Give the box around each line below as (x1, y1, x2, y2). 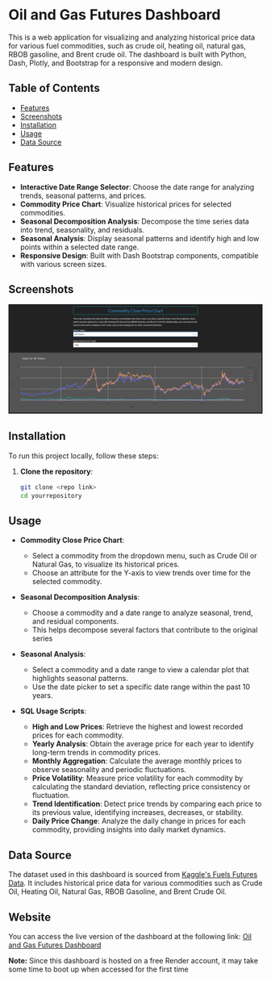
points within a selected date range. (19, 242, 140, 252)
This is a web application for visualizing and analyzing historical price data (8, 32, 256, 42)
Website (8, 910, 51, 924)
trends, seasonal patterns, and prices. (19, 190, 147, 200)
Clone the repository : (19, 466, 94, 476)
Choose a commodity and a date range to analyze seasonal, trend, (31, 608, 253, 618)
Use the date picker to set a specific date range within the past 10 (31, 682, 251, 692)
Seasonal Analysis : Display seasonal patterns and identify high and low (19, 233, 260, 243)
